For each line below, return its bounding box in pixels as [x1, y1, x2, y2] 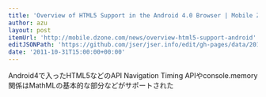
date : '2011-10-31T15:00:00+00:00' [8, 48, 126, 56]
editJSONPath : [8, 41, 55, 49]
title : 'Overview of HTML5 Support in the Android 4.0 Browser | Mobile [8, 11, 253, 20]
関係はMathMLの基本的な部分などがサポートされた [8, 80, 174, 90]
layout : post [8, 26, 51, 34]
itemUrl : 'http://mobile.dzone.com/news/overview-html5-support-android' [8, 33, 257, 42]
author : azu [8, 19, 47, 27]
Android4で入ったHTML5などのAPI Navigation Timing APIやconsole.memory [8, 71, 258, 80]
